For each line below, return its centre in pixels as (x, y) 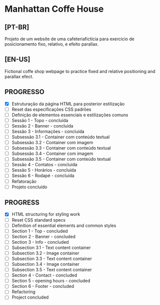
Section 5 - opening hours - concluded (51, 281)
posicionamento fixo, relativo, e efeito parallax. (52, 44)
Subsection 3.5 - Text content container (52, 270)
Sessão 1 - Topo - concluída (40, 120)
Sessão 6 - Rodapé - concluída (43, 176)
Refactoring (23, 292)
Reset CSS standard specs (38, 220)
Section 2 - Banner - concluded (44, 236)
